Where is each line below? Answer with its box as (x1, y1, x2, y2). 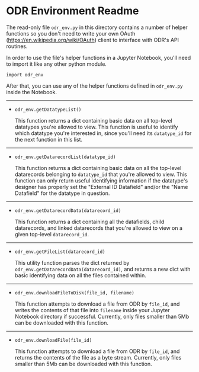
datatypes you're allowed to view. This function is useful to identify (14, 123, 178, 130)
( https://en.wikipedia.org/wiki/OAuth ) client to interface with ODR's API (6, 36, 179, 43)
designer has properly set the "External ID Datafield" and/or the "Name (14, 183, 188, 190)
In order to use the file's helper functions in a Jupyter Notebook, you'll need (6, 54, 191, 61)
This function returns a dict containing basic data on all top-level (14, 117, 173, 124)
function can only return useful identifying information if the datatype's (14, 177, 188, 184)
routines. (6, 43, 28, 50)
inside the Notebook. (6, 88, 57, 95)
